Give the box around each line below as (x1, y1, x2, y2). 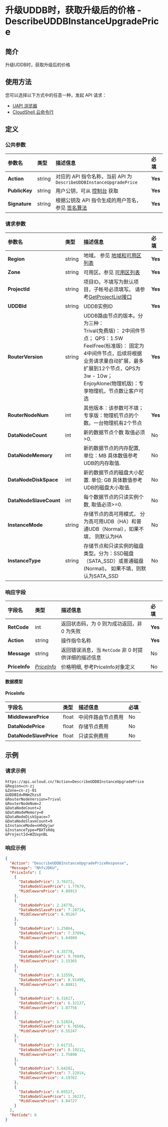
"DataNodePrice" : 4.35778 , (18, 949, 75, 954)
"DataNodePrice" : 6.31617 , (18, 996, 75, 1001)
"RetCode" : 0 (9, 1112, 37, 1117)
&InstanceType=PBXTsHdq (5, 827, 55, 832)
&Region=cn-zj (5, 783, 35, 788)
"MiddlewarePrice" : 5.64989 (18, 935, 77, 940)
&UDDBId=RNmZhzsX (5, 792, 41, 797)
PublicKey (7, 187, 32, 194)
